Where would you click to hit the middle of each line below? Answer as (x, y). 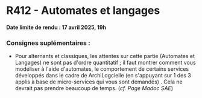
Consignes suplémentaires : (48, 43)
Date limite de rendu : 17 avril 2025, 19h (56, 27)
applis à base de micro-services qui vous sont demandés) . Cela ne (99, 82)
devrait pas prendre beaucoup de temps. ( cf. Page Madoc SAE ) (94, 88)
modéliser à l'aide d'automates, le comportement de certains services (102, 69)
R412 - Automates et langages (83, 11)
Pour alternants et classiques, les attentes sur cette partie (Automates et (105, 56)
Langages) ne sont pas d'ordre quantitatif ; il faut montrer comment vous (105, 63)
